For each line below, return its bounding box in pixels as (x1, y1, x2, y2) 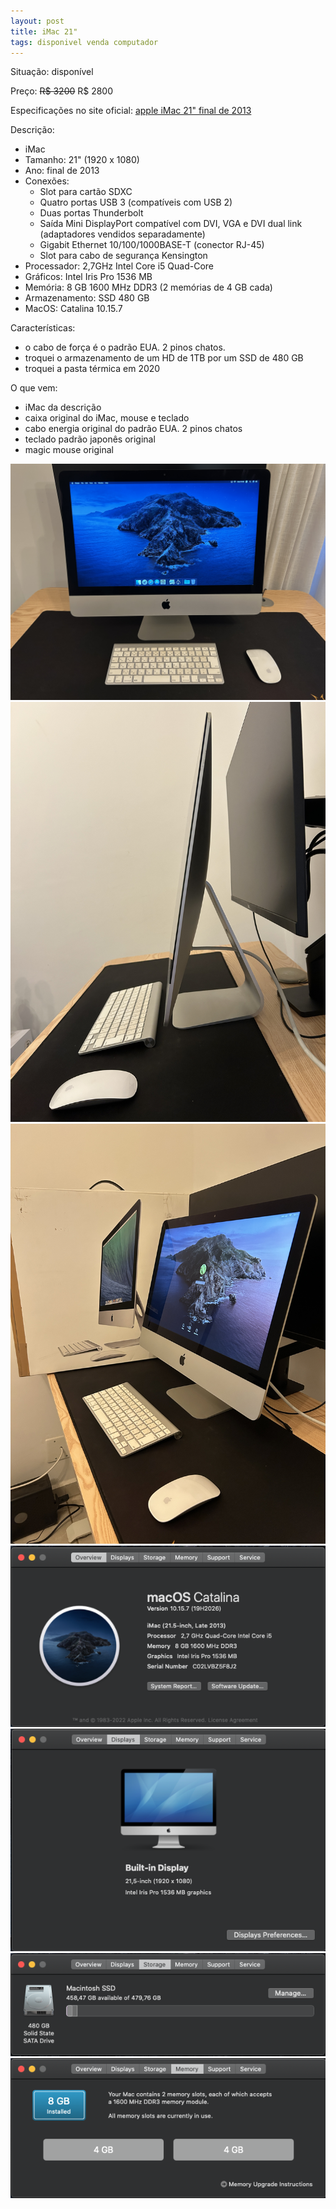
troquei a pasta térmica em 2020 (24, 363, 161, 375)
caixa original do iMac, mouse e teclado (24, 412, 190, 424)
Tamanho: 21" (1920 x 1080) (24, 154, 140, 166)
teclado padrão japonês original (24, 433, 156, 445)
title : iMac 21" (10, 26, 78, 37)
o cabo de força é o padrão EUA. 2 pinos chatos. (24, 341, 226, 354)
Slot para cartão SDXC (39, 186, 133, 198)
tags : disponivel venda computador (10, 37, 159, 47)
